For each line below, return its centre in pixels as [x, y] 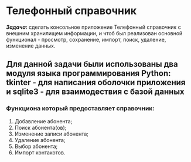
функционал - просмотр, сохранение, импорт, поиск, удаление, [86, 39]
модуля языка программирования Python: [88, 74]
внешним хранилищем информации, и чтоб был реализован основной [94, 33]
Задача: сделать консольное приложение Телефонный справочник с [94, 27]
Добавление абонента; [43, 121]
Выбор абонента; [36, 146]
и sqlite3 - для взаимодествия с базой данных [95, 92]
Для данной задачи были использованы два [92, 64]
